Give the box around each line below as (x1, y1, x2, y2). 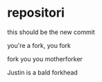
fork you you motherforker (7, 54, 83, 63)
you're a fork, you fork (7, 41, 71, 49)
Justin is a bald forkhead (7, 68, 78, 76)
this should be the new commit (7, 28, 95, 36)
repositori (7, 5, 65, 21)
